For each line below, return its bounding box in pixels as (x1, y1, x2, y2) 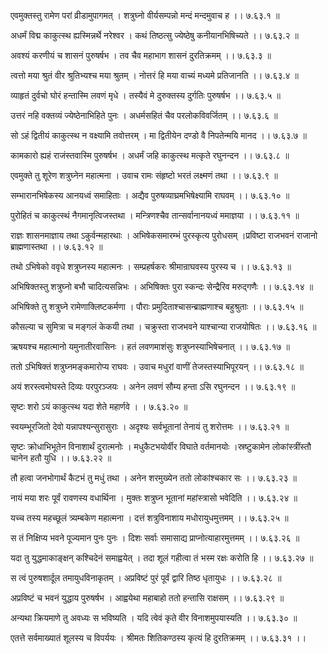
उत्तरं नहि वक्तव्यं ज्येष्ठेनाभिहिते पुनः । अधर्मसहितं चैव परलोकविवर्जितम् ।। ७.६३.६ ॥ (10, 110, 278, 121)
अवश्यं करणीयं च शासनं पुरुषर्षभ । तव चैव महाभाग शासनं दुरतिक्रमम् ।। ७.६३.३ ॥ (10, 50, 272, 61)
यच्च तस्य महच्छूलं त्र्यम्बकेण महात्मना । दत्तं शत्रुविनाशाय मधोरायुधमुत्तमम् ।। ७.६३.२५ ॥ (10, 512, 289, 524)
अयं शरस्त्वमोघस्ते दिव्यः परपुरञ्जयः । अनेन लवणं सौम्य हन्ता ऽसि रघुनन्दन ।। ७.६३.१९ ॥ (10, 381, 296, 392)
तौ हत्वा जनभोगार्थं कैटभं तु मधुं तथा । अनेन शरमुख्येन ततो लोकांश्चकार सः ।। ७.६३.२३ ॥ (10, 472, 297, 484)
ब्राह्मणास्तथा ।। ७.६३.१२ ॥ (10, 241, 103, 252)
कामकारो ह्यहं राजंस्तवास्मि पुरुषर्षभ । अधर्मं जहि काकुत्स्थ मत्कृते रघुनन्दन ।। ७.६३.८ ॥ (10, 150, 290, 161)
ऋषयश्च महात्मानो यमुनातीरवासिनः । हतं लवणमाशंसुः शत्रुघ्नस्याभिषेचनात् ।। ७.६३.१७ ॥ (10, 341, 291, 352)
